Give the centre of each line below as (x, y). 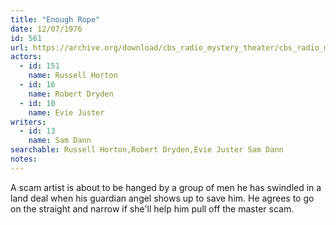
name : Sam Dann (60, 141)
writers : (28, 122)
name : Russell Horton (73, 76)
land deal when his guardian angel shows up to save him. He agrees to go (162, 198)
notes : (24, 159)
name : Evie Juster (66, 112)
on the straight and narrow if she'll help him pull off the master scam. (152, 208)
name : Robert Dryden (71, 94)
